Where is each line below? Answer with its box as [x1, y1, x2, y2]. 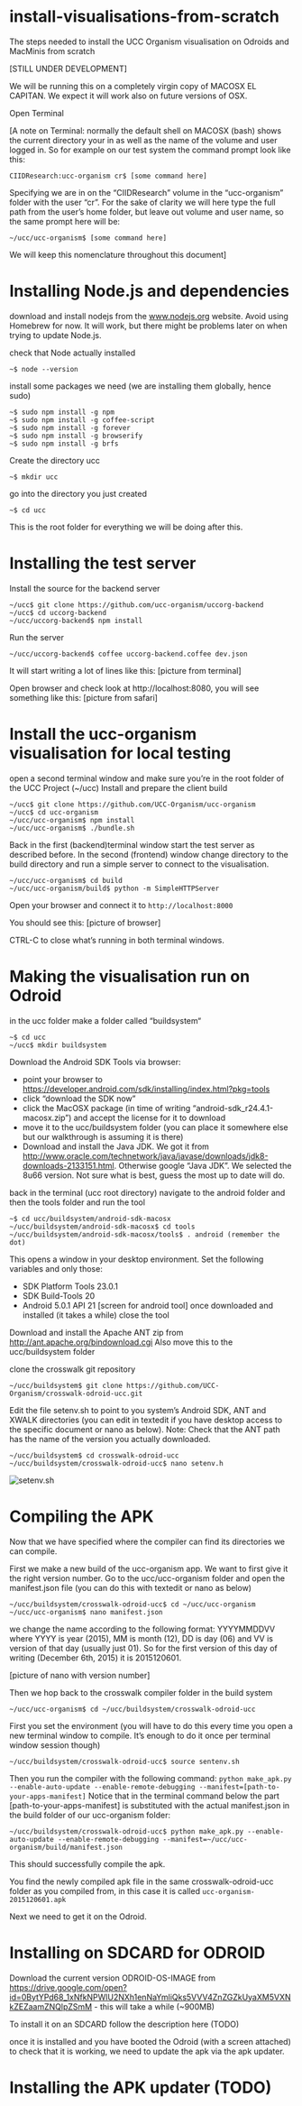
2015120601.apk [9, 1895, 67, 1904]
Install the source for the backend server [9, 583, 160, 593]
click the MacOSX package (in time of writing [22, 1102, 191, 1113]
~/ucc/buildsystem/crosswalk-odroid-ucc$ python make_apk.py [9, 1826, 244, 1836]
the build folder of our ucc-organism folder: [9, 1809, 171, 1820]
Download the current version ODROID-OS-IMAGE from [9, 1973, 216, 1983]
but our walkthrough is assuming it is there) [22, 1131, 184, 1142]
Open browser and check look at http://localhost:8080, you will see [9, 683, 260, 694]
